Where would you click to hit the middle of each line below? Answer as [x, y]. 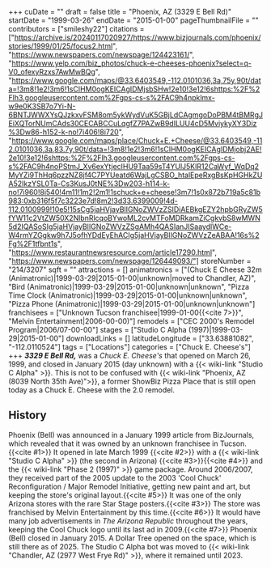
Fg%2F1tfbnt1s [33, 244]
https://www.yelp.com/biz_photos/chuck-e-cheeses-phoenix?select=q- [132, 63]
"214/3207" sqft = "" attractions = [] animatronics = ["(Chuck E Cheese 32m [135, 269]
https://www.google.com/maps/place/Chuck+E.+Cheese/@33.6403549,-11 [137, 140]
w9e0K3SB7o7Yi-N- [42, 106]
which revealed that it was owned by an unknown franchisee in [113, 443]
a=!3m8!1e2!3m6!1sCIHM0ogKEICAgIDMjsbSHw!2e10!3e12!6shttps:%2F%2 [134, 89]
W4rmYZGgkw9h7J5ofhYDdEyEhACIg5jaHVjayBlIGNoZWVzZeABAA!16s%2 [134, 235]
